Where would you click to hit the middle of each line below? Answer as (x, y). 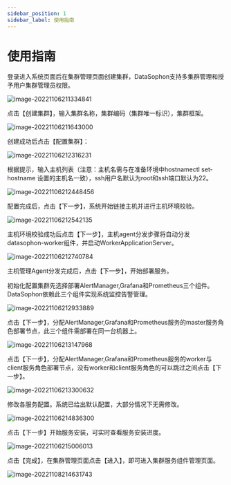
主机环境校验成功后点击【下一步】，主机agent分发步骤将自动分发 (99, 234)
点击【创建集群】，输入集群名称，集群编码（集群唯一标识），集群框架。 (107, 113)
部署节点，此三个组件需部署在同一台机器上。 (76, 331)
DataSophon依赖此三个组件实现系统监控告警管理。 (80, 294)
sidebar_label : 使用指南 (41, 20)
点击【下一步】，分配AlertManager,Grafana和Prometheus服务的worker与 (110, 359)
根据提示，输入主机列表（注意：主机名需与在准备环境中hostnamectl (104, 169)
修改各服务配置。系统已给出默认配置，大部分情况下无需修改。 (95, 404)
